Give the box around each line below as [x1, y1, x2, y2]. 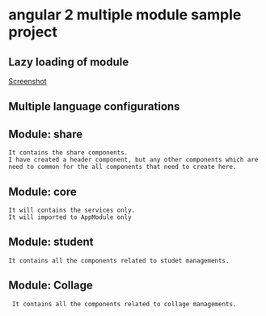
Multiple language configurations [8, 99, 180, 114]
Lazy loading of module [8, 55, 129, 69]
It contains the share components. [8, 149, 129, 157]
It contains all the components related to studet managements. [8, 256, 230, 264]
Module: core [8, 184, 77, 199]
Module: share [8, 127, 83, 141]
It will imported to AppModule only [8, 213, 132, 221]
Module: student [8, 235, 94, 249]
